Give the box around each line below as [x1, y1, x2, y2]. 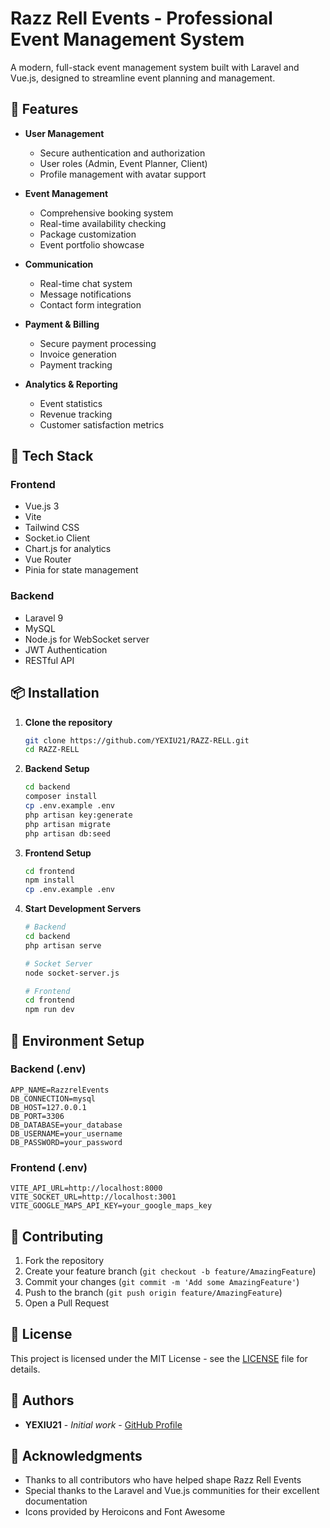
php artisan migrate [24, 819, 111, 829]
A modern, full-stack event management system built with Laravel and [10, 61, 300, 73]
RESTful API [24, 654, 75, 666]
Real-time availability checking [39, 217, 167, 229]
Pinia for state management [24, 564, 139, 576]
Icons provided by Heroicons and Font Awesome [24, 1506, 226, 1518]
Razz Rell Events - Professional [10, 7, 273, 30]
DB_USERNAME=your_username [10, 1128, 123, 1139]
